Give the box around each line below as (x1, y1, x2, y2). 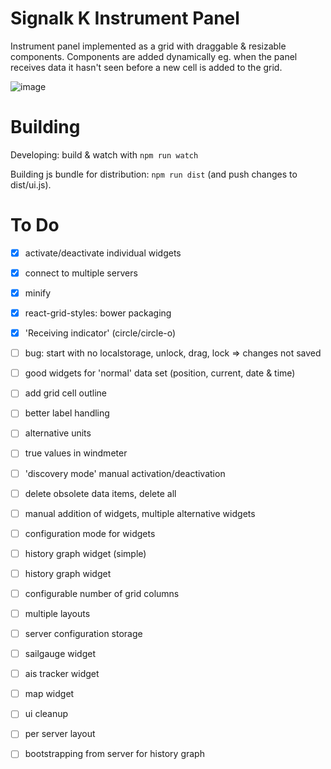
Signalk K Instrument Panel (10, 7, 240, 30)
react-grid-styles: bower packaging (24, 307, 172, 319)
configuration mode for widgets (24, 527, 156, 539)
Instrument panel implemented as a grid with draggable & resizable (10, 40, 287, 52)
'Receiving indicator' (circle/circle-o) (24, 327, 177, 339)
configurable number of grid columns (24, 587, 180, 599)
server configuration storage (24, 628, 143, 639)
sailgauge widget (24, 648, 96, 660)
